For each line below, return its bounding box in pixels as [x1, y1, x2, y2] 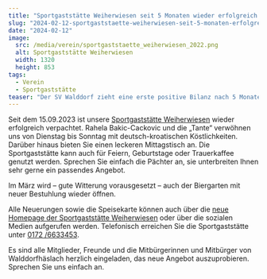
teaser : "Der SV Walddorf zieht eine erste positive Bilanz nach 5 [8, 93, 237, 101]
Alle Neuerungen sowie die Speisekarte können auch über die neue [8, 204, 229, 215]
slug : [8, 19, 26, 27]
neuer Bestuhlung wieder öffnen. [8, 189, 117, 199]
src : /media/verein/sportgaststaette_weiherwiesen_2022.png [15, 41, 219, 49]
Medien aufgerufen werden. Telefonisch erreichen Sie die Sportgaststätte [8, 222, 249, 231]
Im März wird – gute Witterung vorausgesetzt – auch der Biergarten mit [8, 180, 241, 191]
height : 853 [15, 64, 56, 72]
